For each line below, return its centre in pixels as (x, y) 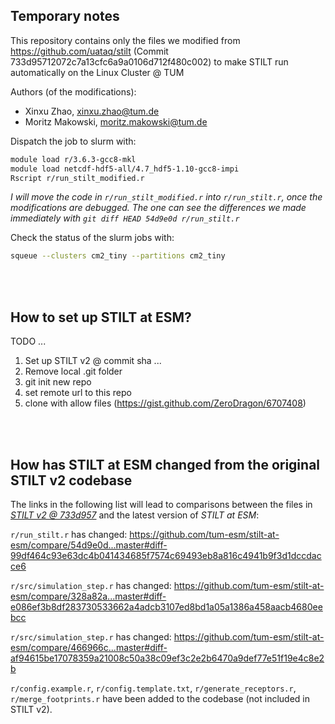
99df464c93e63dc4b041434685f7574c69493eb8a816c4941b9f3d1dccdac (166, 555)
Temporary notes (65, 16)
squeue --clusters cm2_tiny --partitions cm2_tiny (118, 256)
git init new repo (58, 382)
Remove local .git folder (73, 371)
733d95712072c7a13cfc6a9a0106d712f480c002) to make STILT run (149, 61)
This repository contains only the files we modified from (125, 40)
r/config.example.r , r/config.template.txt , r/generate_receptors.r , (153, 688)
